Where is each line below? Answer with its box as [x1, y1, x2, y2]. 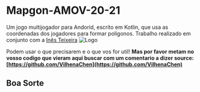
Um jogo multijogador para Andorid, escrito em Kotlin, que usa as [6, 23, 169, 31]
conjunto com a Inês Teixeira [6, 36, 78, 43]
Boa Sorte [6, 78, 44, 88]
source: [173, 54, 194, 61]
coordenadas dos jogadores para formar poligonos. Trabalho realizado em [6, 29, 191, 37]
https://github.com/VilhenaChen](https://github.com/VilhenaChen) [8, 61, 183, 68]
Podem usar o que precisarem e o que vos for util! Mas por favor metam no [6, 48, 195, 55]
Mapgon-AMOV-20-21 [6, 4, 120, 17]
